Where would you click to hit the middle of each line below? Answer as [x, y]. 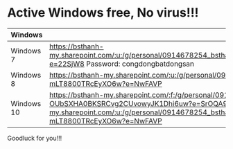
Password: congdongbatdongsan [140, 64]
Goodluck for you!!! [35, 138]
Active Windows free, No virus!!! [103, 13]
